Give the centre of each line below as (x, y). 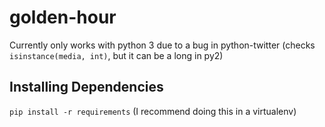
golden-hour (63, 17)
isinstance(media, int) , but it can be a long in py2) (116, 55)
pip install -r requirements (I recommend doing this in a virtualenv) (153, 111)
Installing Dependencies (86, 87)
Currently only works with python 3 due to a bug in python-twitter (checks (162, 45)
